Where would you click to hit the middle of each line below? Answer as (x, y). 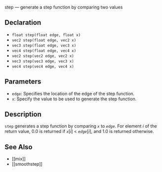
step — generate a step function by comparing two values (64, 7)
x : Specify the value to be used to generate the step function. (74, 99)
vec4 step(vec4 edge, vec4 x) (43, 66)
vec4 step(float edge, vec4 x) (44, 51)
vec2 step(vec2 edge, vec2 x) (43, 56)
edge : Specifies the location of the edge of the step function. (73, 93)
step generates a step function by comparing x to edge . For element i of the (81, 126)
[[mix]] (19, 159)
